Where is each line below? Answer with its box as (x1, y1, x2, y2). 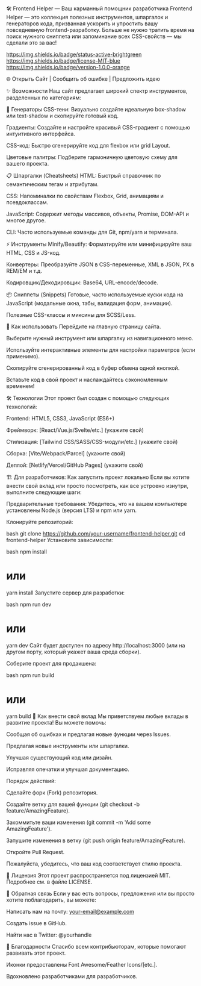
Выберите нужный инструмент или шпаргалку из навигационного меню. (6, 335, 194, 342)
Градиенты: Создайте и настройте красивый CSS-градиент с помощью (6, 124, 191, 131)
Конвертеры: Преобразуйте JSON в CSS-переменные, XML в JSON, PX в (6, 261, 194, 268)
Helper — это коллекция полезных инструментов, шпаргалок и (6, 14, 169, 20)
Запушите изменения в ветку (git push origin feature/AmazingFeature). (6, 837, 185, 844)
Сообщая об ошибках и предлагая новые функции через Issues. (6, 731, 172, 738)
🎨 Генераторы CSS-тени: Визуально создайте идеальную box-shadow (6, 106, 187, 113)
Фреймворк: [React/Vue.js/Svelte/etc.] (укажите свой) (6, 426, 144, 434)
